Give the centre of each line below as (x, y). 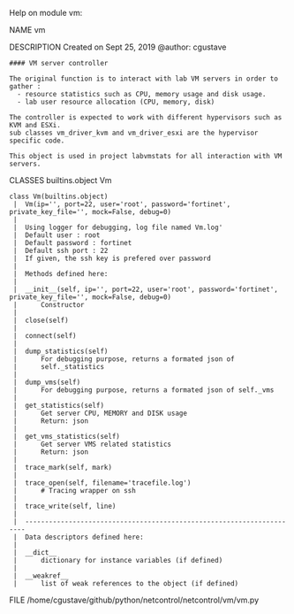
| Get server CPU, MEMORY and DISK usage (100, 413)
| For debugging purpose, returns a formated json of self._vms (143, 390)
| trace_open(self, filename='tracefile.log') (102, 483)
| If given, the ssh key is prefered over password (112, 258)
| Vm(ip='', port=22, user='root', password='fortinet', (122, 204)
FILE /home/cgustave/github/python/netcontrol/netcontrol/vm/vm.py (134, 600)
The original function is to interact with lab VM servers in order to (143, 79)
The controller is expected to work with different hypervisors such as (146, 118)
